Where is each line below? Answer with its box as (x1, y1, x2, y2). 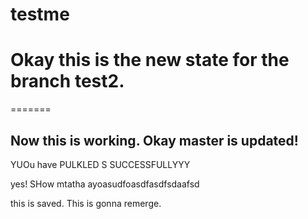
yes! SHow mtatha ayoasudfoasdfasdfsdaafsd (10, 178, 200, 190)
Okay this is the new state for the (10, 49, 290, 72)
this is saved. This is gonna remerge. (10, 197, 162, 209)
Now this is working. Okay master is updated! (10, 132, 299, 149)
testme (10, 3, 70, 26)
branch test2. (10, 70, 125, 93)
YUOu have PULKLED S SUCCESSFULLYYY (10, 158, 191, 170)
